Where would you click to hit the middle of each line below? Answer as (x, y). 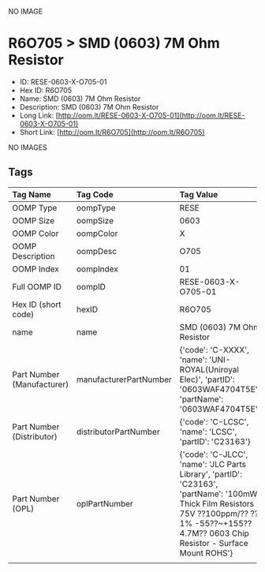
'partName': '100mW (218, 494)
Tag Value (199, 194)
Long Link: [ (39, 115)
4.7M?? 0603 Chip (215, 533)
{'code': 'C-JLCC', (214, 454)
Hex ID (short (37, 305)
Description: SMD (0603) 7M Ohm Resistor (89, 107)
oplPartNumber (105, 503)
